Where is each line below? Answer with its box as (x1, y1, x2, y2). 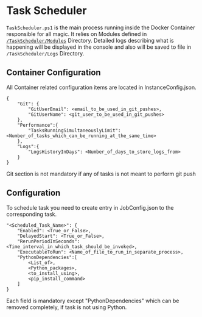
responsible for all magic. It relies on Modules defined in (6, 30, 147, 37)
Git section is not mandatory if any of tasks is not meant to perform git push (6, 170, 196, 177)
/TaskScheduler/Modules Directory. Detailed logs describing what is (6, 37, 175, 44)
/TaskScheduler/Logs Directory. (6, 49, 85, 57)
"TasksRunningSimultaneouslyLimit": (28, 127, 121, 134)
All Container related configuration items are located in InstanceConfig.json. (6, 84, 197, 91)
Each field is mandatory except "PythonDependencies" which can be (6, 297, 179, 304)
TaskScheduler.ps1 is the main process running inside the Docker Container (6, 24, 196, 31)
